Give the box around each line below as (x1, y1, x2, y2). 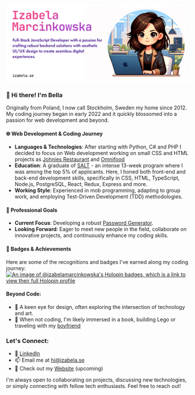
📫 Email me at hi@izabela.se (14, 356, 85, 364)
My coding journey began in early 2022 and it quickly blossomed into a (6, 110, 177, 117)
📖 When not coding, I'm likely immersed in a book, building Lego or (14, 315, 176, 323)
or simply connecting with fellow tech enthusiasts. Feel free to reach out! (6, 383, 181, 390)
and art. (14, 310, 34, 317)
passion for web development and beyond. (6, 116, 109, 123)
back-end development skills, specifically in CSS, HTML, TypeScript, (14, 174, 180, 181)
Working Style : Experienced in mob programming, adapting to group (14, 187, 181, 194)
